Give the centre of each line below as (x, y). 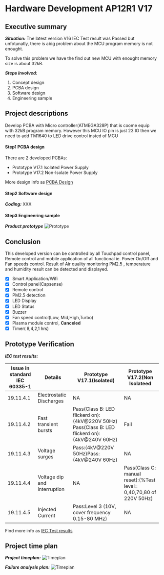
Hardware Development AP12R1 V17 (79, 9)
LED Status (23, 306)
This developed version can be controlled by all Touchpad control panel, (78, 253)
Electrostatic (52, 395)
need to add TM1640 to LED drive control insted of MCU (61, 136)
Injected (47, 509)
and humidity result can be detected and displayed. (57, 269)
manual (132, 474)
